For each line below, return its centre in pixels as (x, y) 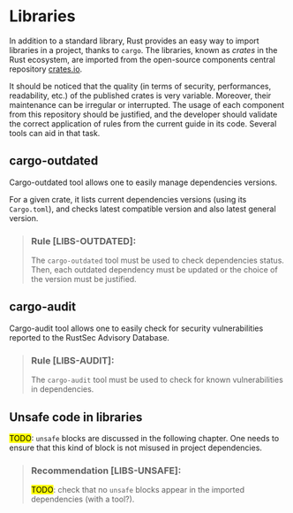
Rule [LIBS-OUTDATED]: (83, 241)
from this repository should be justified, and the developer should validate (143, 114)
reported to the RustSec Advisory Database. (90, 337)
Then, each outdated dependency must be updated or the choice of (154, 270)
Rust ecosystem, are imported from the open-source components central (142, 59)
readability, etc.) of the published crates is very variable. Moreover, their (140, 96)
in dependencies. (62, 389)
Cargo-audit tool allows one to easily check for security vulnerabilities (136, 328)
